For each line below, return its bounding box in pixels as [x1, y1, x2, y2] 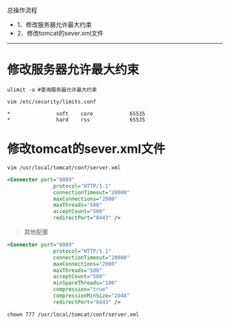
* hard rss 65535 [7, 116, 146, 123]
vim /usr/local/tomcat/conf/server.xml [7, 164, 121, 171]
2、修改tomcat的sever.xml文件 [16, 29, 104, 37]
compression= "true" [53, 286, 109, 293]
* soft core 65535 [7, 110, 146, 117]
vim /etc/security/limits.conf [7, 98, 97, 105]
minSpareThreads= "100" [53, 279, 118, 286]
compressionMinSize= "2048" [53, 292, 130, 299]
